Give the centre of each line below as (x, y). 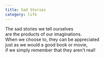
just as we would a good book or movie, (46, 44)
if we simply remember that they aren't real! (50, 50)
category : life (21, 14)
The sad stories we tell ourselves (39, 28)
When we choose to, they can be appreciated (52, 39)
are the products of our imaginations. (43, 34)
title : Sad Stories (26, 10)
